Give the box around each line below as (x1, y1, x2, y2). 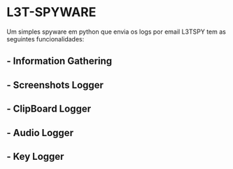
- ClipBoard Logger (6, 103, 92, 115)
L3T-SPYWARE (6, 4, 97, 20)
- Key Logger (6, 150, 64, 162)
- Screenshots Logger (6, 79, 104, 91)
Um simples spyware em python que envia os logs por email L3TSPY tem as (6, 27, 227, 36)
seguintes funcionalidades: (6, 34, 85, 43)
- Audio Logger (6, 127, 74, 139)
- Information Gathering (6, 55, 113, 67)
